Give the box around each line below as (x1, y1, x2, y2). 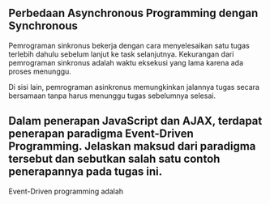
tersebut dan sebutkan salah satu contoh (8, 152, 221, 166)
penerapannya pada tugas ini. (8, 165, 163, 179)
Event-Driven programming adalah (8, 186, 124, 196)
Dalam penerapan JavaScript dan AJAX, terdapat (8, 114, 263, 128)
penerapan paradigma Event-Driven (8, 127, 195, 141)
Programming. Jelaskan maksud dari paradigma (8, 139, 256, 153)
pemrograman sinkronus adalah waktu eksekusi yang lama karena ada (8, 57, 244, 67)
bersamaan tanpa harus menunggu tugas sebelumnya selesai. (8, 91, 216, 100)
